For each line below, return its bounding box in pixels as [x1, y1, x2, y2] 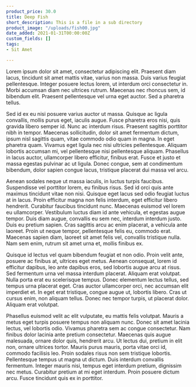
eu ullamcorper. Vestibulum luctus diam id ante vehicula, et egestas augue [6, 208, 185, 215]
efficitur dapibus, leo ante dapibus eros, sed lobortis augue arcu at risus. [6, 263, 181, 270]
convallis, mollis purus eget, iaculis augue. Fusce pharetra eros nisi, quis [6, 117, 180, 124]
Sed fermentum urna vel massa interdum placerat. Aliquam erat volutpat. [6, 270, 181, 277]
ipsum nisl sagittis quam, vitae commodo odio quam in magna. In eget [6, 135, 174, 142]
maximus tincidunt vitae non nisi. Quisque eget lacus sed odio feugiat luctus [6, 190, 190, 197]
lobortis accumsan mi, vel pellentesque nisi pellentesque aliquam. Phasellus [6, 148, 189, 155]
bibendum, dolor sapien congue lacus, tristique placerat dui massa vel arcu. [6, 166, 189, 173]
